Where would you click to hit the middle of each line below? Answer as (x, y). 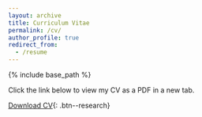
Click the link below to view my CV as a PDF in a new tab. (101, 90)
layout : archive (35, 15)
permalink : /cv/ (35, 30)
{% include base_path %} (50, 75)
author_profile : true (44, 38)
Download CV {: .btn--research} (59, 105)
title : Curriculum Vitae (49, 23)
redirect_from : (33, 45)
